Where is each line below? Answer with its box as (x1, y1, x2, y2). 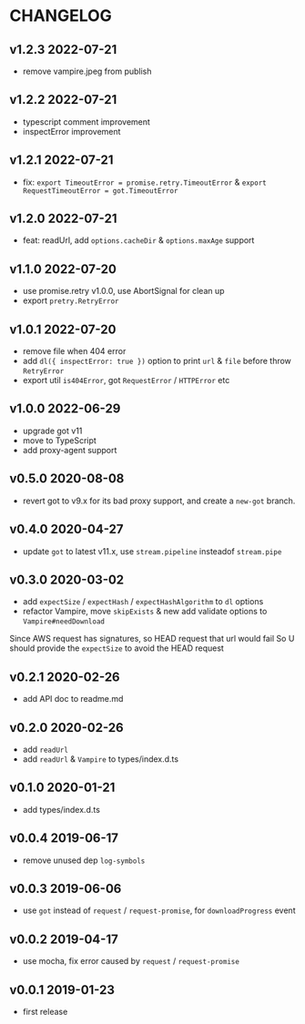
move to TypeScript (22, 434, 97, 446)
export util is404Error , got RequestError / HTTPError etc (22, 375, 230, 386)
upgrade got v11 (22, 425, 83, 436)
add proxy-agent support (22, 444, 117, 455)
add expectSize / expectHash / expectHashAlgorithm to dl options (22, 596, 264, 607)
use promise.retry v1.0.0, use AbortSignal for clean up (22, 286, 225, 297)
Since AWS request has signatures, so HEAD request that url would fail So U (9, 634, 295, 644)
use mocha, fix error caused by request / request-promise (22, 956, 239, 967)
